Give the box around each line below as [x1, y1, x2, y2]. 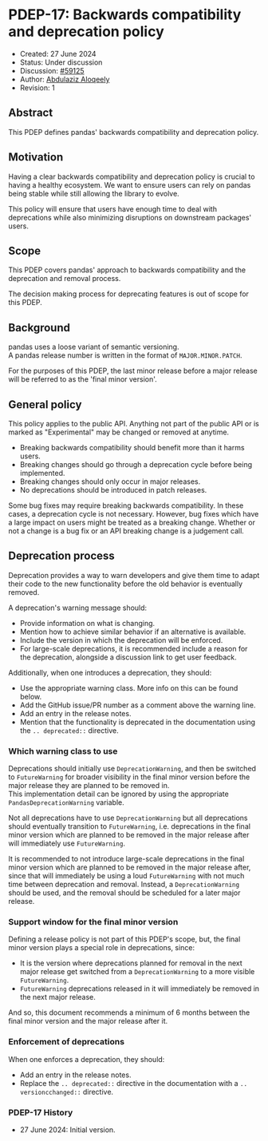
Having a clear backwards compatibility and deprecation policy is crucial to [8, 172, 255, 181]
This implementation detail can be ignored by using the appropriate [8, 789, 229, 799]
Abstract [8, 106, 53, 120]
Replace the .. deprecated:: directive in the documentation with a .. [19, 1078, 248, 1088]
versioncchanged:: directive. [19, 1087, 114, 1096]
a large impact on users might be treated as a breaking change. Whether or [8, 517, 256, 527]
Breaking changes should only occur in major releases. [19, 477, 201, 486]
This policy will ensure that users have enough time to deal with [8, 204, 218, 213]
